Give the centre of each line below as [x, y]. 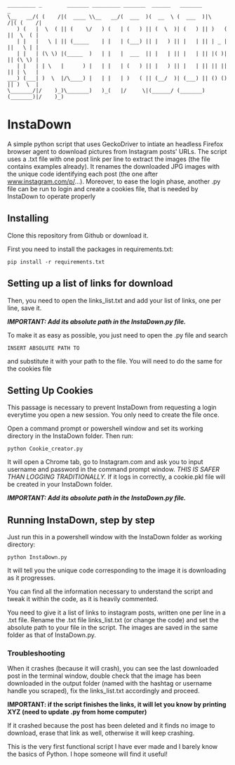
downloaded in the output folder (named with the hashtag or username [110, 683]
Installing [28, 218]
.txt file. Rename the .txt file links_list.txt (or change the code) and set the [113, 620]
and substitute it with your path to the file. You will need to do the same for [115, 361]
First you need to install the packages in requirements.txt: [90, 249]
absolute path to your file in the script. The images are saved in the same [113, 628]
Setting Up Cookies [50, 391]
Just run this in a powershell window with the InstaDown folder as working [115, 537]
